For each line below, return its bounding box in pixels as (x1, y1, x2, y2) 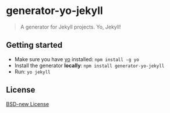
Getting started (6, 40, 63, 50)
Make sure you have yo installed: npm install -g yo (14, 55, 140, 62)
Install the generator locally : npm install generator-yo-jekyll (14, 62, 165, 69)
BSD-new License (6, 100, 49, 107)
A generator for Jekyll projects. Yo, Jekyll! (20, 23, 121, 30)
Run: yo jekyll (14, 68, 51, 75)
